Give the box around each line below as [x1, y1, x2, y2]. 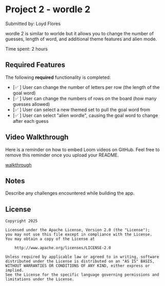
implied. [5, 268, 24, 273]
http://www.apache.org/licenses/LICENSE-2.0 [14, 246, 111, 251]
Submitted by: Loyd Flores [5, 20, 61, 27]
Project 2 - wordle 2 [5, 4, 91, 15]
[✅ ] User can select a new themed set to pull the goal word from [12, 106, 150, 113]
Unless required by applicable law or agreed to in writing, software [5, 254, 159, 259]
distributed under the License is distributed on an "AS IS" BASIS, [5, 259, 155, 264]
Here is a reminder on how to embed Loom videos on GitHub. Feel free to [5, 146, 160, 152]
